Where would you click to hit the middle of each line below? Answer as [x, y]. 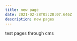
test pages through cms [30, 33]
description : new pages [30, 19]
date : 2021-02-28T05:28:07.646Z [38, 14]
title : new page [22, 10]
